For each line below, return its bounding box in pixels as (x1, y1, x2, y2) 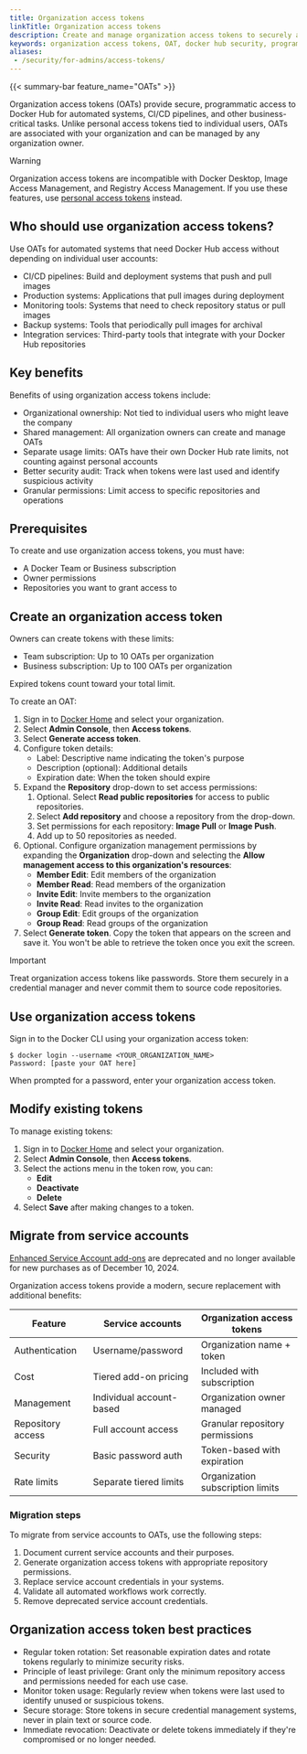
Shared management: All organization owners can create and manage (22, 426, 286, 437)
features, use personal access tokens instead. (9, 193, 183, 203)
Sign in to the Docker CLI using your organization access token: (9, 1033, 249, 1044)
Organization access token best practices (9, 1622, 252, 1638)
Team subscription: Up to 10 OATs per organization (22, 651, 215, 662)
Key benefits (9, 365, 84, 380)
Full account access (92, 1423, 179, 1436)
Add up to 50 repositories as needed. (36, 830, 177, 841)
